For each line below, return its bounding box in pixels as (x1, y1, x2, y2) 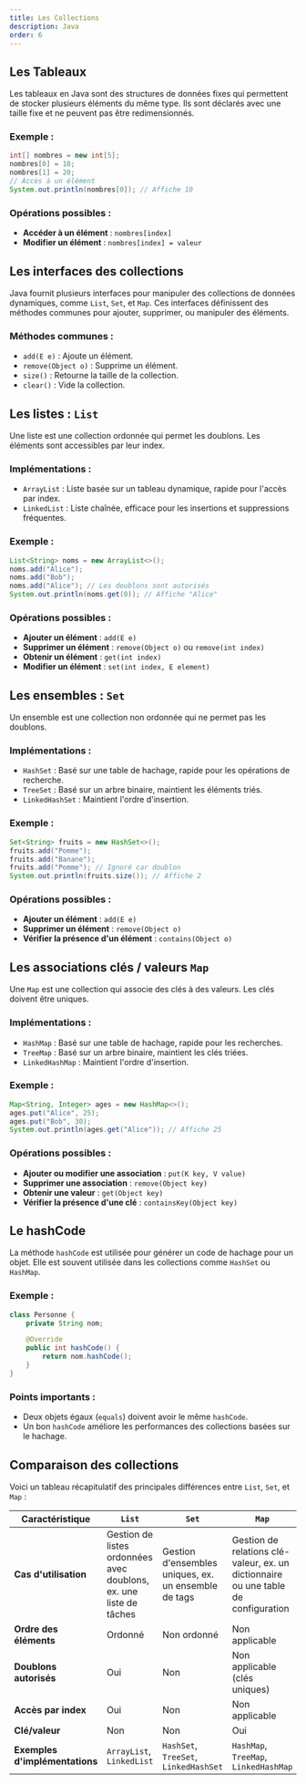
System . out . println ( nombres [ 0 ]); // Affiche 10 (9, 184, 194, 194)
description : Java (9, 22, 79, 31)
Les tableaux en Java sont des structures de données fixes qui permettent (9, 88, 289, 99)
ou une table (231, 1579, 286, 1592)
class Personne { (9, 1310, 76, 1319)
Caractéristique (21, 1512, 91, 1525)
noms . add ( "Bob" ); (9, 573, 76, 582)
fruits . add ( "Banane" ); (9, 855, 96, 864)
